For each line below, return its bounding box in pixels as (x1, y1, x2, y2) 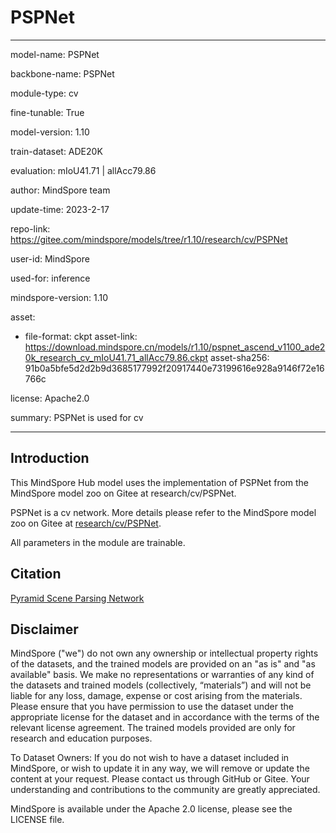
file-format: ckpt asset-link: (24, 330, 138, 342)
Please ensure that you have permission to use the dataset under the (10, 701, 294, 713)
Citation (10, 566, 62, 583)
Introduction (10, 450, 90, 467)
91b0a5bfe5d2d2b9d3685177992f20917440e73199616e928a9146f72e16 (24, 362, 325, 374)
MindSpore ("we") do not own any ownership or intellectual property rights (10, 647, 319, 660)
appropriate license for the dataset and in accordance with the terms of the (10, 711, 320, 723)
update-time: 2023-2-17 (10, 203, 110, 215)
